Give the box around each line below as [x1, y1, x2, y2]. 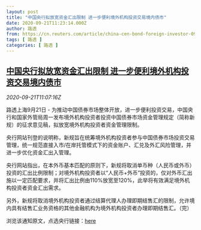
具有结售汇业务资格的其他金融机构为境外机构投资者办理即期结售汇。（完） [11, 204, 193, 211]
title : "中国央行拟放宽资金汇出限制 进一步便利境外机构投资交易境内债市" [6, 14, 167, 20]
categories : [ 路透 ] [6, 43, 59, 49]
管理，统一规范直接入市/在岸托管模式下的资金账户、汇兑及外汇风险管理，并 [6, 141, 192, 148]
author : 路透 [6, 25, 37, 32]
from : [6, 31, 20, 37]
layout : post [6, 8, 39, 15]
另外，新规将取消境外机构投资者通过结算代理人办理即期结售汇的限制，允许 [6, 196, 190, 204]
